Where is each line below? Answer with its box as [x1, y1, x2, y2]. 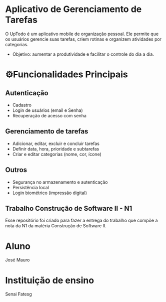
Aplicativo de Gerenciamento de [5, 4, 142, 15]
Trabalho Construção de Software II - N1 [5, 204, 132, 213]
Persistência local [12, 184, 49, 190]
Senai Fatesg [5, 291, 32, 297]
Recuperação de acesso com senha [12, 112, 86, 118]
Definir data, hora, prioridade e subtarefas [12, 145, 99, 152]
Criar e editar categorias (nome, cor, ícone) [12, 151, 101, 157]
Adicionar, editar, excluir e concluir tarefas [12, 140, 100, 146]
